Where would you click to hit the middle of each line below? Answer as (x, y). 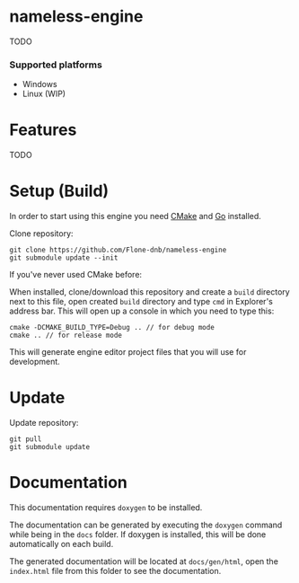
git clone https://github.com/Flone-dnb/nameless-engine (118, 250)
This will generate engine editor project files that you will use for (128, 352)
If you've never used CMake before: (75, 275)
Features (43, 130)
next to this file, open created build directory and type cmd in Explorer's (141, 302)
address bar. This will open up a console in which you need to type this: (142, 311)
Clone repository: (41, 234)
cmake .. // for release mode (66, 336)
